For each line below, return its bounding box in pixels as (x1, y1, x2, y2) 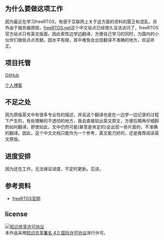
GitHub (5, 72, 20, 78)
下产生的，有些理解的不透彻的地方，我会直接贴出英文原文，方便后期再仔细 (5, 118, 155, 124)
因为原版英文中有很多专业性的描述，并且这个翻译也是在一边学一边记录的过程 (5, 112, 159, 118)
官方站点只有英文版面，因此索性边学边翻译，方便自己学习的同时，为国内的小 (5, 31, 159, 37)
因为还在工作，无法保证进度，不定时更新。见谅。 (5, 166, 103, 172)
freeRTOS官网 (12, 195, 41, 202)
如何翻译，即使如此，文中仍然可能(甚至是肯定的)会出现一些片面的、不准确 (9, 124, 158, 130)
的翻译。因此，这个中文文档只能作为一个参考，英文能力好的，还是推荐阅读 (5, 130, 155, 136)
